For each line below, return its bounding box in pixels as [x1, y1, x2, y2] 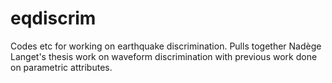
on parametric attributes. [10, 61, 113, 73]
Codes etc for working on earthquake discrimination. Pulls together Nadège [10, 40, 322, 52]
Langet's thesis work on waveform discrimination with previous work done [10, 50, 318, 62]
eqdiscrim [10, 7, 97, 30]
